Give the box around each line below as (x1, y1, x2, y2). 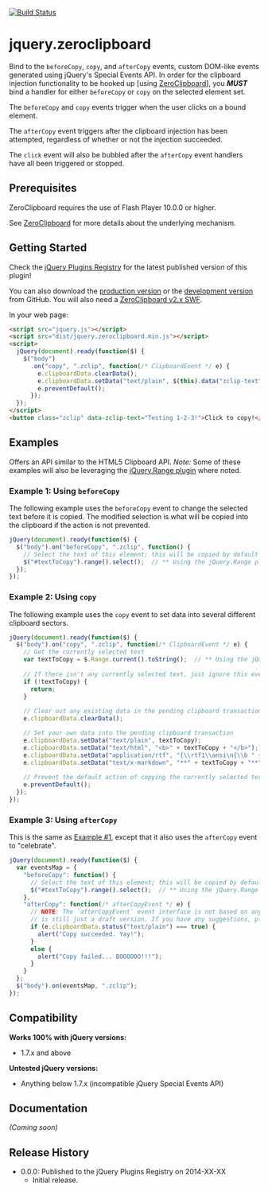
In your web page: (9, 310, 68, 320)
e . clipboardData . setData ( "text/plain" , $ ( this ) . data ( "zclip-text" (37, 377, 262, 385)
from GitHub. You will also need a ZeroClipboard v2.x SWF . (9, 294, 203, 304)
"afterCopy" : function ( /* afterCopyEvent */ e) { (23, 901, 192, 909)
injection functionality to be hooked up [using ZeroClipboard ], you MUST (9, 78, 248, 87)
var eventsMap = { (16, 863, 78, 872)
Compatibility (9, 1011, 78, 1025)
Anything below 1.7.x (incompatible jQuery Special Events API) (20, 1078, 224, 1088)
